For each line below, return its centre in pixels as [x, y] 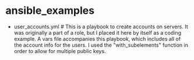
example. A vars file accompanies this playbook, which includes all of [97, 39]
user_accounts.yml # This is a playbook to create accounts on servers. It [101, 27]
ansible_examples [50, 11]
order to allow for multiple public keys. [60, 51]
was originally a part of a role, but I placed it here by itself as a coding [98, 32]
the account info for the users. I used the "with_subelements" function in [101, 45]
